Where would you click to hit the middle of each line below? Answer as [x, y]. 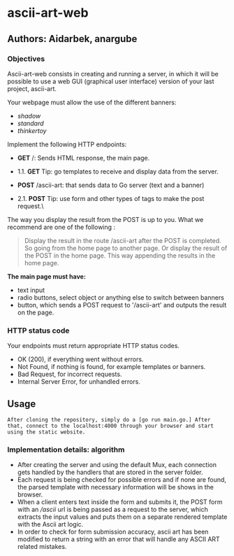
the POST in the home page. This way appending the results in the [120, 255]
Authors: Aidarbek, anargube [72, 39]
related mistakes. [42, 547]
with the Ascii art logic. [50, 524]
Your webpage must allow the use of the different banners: [92, 102]
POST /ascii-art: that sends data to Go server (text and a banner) [111, 185]
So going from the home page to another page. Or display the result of [126, 248]
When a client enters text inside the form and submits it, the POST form [120, 502]
